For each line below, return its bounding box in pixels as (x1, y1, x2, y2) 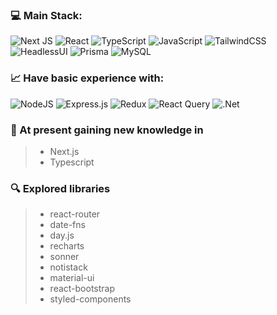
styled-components (49, 293, 132, 305)
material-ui (49, 272, 95, 284)
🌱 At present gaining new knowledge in (10, 123, 204, 137)
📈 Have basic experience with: (10, 71, 165, 85)
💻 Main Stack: (10, 8, 83, 22)
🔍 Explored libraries (10, 181, 111, 195)
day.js (49, 229, 75, 242)
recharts (49, 240, 85, 252)
